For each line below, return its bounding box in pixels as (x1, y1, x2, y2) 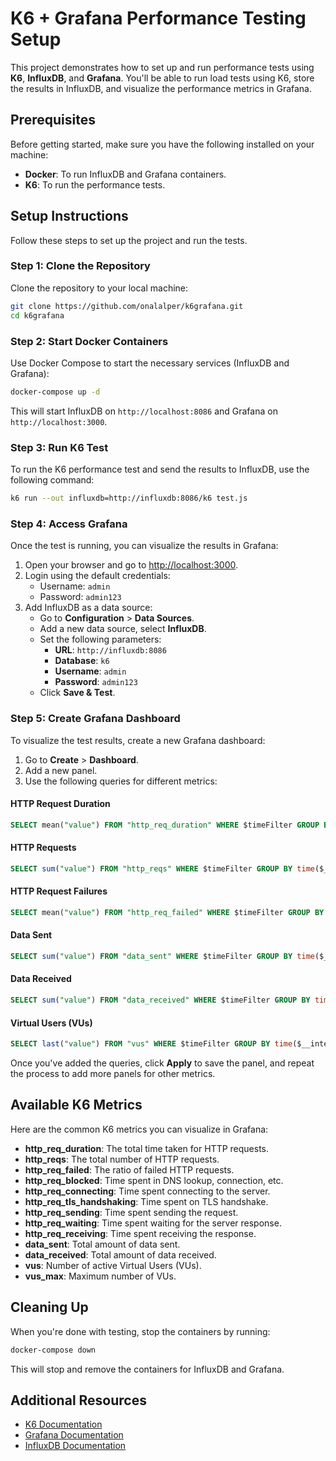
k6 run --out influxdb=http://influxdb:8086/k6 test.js (10, 493, 248, 504)
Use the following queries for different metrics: (24, 775, 218, 787)
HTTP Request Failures (10, 885, 108, 897)
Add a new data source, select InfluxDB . (39, 623, 207, 635)
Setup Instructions (10, 208, 129, 225)
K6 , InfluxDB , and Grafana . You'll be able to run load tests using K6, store (10, 72, 315, 84)
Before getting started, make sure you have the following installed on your (10, 138, 315, 150)
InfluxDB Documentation (24, 1440, 127, 1452)
